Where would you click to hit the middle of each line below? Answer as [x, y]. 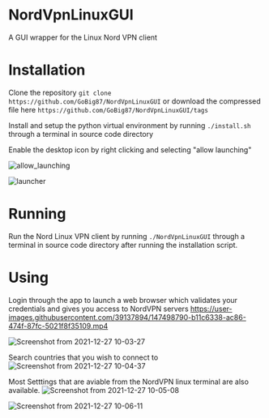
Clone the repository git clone [60, 92]
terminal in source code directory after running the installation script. [123, 245]
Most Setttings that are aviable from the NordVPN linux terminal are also [129, 382]
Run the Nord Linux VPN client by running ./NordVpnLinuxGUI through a [127, 236]
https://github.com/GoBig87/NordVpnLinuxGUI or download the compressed [134, 101]
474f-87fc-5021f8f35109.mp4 [58, 326]
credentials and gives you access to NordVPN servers [98, 309]
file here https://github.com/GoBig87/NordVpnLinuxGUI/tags [109, 109]
